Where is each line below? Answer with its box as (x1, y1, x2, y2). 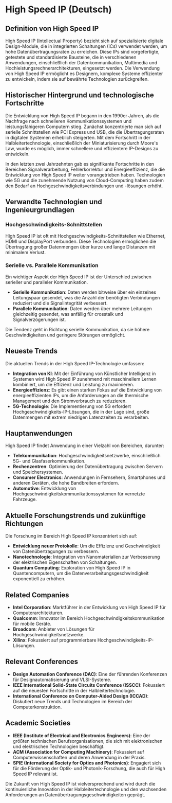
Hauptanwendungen (5, 429, 73, 438)
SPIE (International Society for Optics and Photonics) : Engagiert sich (12, 760, 161, 766)
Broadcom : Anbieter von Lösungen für (12, 626, 95, 632)
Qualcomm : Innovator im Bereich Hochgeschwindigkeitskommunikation (12, 615, 165, 621)
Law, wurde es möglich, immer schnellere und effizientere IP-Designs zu (5, 145, 159, 151)
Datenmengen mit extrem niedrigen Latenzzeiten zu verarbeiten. (12, 414, 150, 420)
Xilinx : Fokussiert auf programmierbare (12, 637, 97, 644)
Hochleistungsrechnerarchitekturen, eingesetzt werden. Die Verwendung (5, 65, 160, 71)
